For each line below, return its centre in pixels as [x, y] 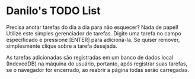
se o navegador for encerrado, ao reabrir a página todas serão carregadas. [98, 70]
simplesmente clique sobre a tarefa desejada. [62, 46]
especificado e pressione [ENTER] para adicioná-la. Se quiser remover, [93, 39]
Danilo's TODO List [53, 11]
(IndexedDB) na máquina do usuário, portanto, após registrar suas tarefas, [97, 64]
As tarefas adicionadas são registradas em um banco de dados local [90, 57]
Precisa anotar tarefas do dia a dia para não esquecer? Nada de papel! [92, 27]
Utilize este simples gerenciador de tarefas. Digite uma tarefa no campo [94, 33]
